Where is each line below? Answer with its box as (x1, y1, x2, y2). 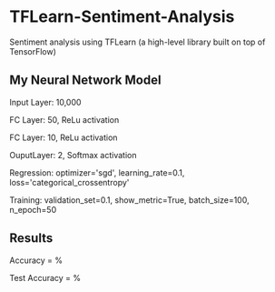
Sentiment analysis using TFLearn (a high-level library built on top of (9, 36, 266, 47)
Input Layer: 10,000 (9, 96, 82, 107)
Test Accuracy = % (9, 272, 82, 283)
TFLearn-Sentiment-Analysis (9, 6, 235, 27)
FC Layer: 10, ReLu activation (9, 132, 118, 143)
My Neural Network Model (9, 73, 162, 88)
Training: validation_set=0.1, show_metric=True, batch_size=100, (9, 194, 250, 206)
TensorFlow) (9, 45, 57, 56)
